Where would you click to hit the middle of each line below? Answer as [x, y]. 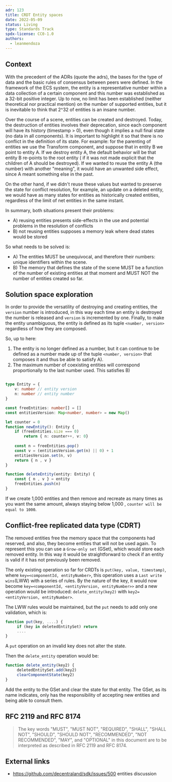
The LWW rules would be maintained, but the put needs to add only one [81, 607]
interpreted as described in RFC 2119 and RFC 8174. [72, 745]
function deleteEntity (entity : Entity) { [50, 474]
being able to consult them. [34, 700]
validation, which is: [26, 612]
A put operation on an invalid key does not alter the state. [66, 646]
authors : [15, 39]
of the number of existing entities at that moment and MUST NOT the [86, 273]
